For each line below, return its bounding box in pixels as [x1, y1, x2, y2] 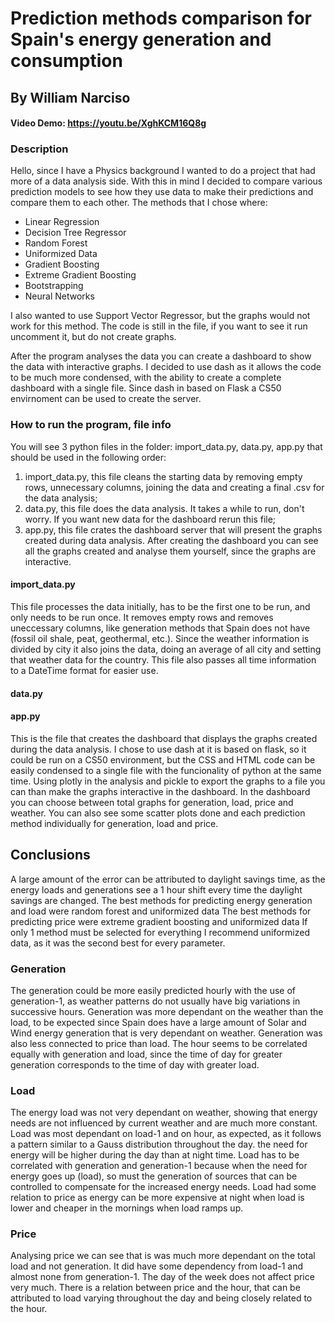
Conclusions [10, 847, 91, 864]
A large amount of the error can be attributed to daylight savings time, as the [10, 873, 326, 885]
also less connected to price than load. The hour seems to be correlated [10, 1037, 308, 1049]
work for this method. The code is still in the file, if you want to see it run [10, 320, 308, 332]
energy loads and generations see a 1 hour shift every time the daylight [10, 883, 303, 896]
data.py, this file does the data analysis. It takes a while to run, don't [24, 502, 305, 514]
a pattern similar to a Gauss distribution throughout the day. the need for [10, 1138, 308, 1151]
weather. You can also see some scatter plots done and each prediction [10, 807, 306, 819]
